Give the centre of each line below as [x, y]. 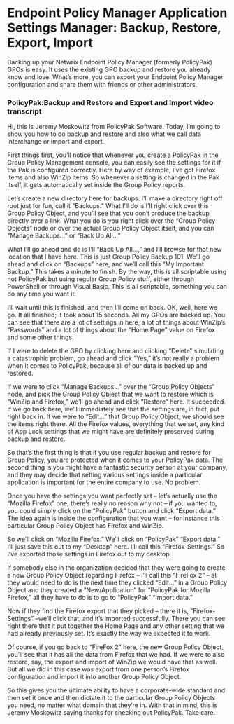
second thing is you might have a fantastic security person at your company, [117, 467]
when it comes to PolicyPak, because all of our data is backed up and [107, 366]
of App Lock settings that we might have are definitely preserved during [111, 432]
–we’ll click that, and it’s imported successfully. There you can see [130, 619]
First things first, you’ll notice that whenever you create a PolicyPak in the [113, 155]
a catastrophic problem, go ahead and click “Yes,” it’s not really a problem [114, 358]
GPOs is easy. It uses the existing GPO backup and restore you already [109, 69]
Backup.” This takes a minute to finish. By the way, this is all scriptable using [117, 272]
